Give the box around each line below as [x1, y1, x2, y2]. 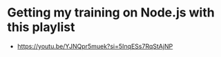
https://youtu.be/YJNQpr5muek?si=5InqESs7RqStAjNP [17, 42, 173, 50]
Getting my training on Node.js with [7, 5, 215, 21]
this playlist [7, 19, 75, 35]
